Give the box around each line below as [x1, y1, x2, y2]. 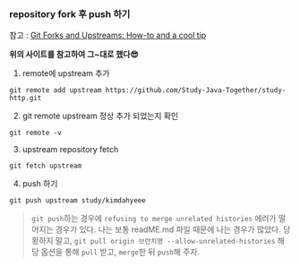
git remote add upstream [9, 86, 102, 95]
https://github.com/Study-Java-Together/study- [105, 86, 287, 95]
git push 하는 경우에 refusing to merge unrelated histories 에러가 [30, 213, 277, 224]
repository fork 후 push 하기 [9, 7, 131, 20]
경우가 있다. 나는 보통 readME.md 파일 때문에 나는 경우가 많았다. [55, 224, 281, 235]
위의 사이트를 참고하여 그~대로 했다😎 [9, 49, 139, 60]
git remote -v [9, 128, 63, 138]
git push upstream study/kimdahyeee [9, 196, 146, 205]
